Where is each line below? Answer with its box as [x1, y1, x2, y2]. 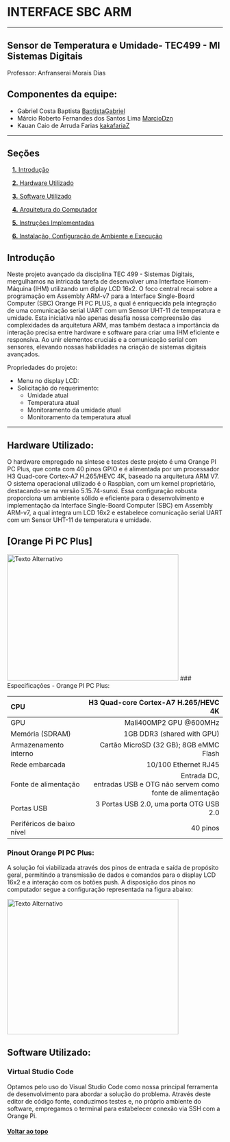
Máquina [7, 285, 32, 293]
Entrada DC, [181, 771, 220, 780]
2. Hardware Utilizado [12, 179, 74, 187]
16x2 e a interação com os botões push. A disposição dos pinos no [7, 878, 196, 886]
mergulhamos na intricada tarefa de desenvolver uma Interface [7, 277, 185, 286]
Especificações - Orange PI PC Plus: [7, 681, 110, 689]
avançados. [7, 350, 40, 358]
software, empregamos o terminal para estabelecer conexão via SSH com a [7, 1104, 220, 1113]
